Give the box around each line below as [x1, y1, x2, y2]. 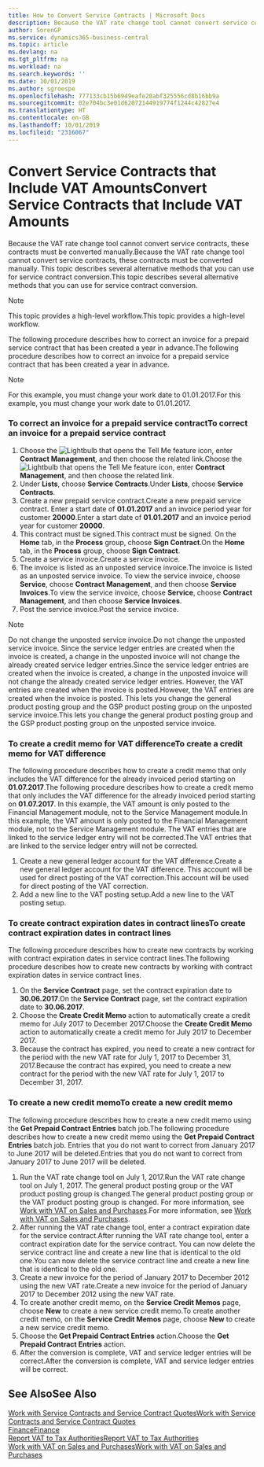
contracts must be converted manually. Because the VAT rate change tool [8, 247, 245, 256]
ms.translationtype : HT [8, 107, 86, 115]
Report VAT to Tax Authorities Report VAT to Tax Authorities [8, 1433, 199, 1443]
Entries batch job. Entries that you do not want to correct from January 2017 [8, 1140, 255, 1149]
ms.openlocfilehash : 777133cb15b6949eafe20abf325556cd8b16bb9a [8, 92, 220, 100]
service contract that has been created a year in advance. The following [8, 343, 240, 352]
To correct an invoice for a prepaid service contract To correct [8, 418, 248, 429]
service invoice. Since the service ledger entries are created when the [8, 643, 236, 653]
